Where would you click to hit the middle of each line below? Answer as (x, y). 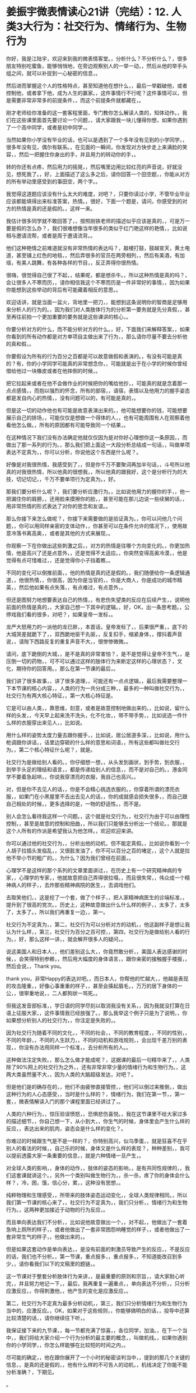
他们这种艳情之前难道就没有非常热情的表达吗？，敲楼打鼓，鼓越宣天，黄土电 (98, 248)
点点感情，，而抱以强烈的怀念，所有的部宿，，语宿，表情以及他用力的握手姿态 (98, 390)
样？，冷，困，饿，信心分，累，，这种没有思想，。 (65, 1182)
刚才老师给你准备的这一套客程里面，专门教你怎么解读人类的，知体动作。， (94, 112)
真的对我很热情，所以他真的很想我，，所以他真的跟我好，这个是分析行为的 (94, 472)
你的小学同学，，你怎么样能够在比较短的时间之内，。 (67, 1345)
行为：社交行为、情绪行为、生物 (110, 27)
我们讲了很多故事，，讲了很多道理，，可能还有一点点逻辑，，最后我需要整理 (94, 681)
